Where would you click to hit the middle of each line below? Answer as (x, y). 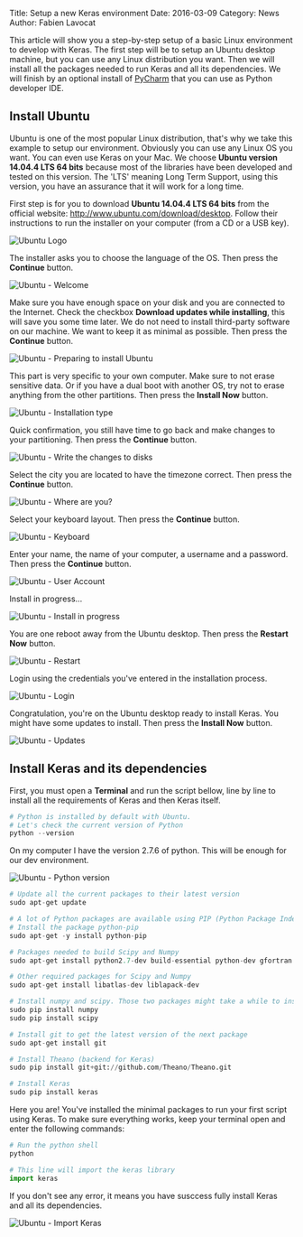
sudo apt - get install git (58, 1043)
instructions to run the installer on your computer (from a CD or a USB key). (149, 223)
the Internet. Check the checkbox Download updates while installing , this (147, 312)
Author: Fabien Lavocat (53, 23)
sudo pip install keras (54, 1093)
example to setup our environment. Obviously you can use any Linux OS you (151, 147)
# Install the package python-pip (74, 927)
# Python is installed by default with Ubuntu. (101, 816)
